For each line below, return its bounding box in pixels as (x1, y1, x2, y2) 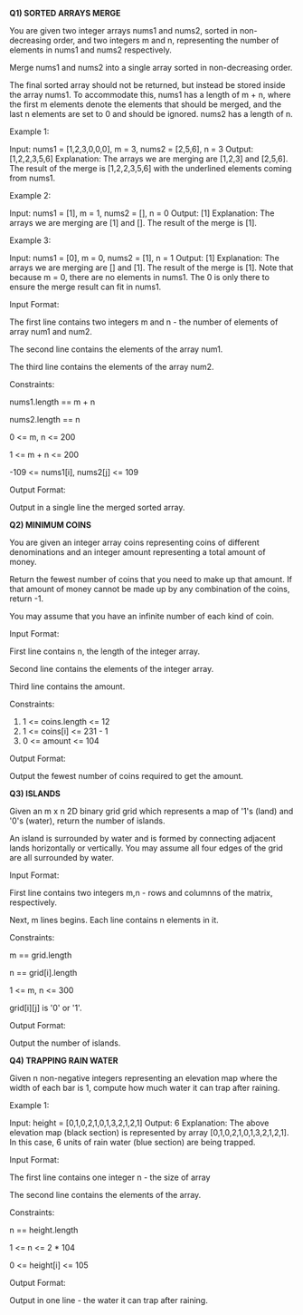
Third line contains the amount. (9, 681, 126, 692)
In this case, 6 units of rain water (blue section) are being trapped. (9, 1137, 256, 1147)
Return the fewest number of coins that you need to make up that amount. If (9, 574, 292, 584)
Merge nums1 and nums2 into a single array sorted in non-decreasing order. (9, 63, 293, 73)
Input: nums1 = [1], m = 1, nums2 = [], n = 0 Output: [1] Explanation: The (9, 208, 275, 219)
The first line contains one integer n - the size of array (9, 1172, 211, 1183)
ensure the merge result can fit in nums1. (9, 281, 162, 292)
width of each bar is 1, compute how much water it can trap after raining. (9, 1083, 280, 1093)
